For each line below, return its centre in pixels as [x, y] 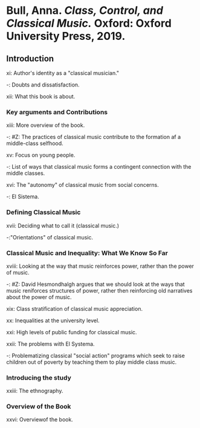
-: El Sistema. [23, 196]
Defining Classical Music [44, 212]
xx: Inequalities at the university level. [53, 320]
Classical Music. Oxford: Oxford [89, 23]
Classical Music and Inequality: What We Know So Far [87, 253]
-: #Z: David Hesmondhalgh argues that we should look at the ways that [96, 284]
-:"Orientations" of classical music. [50, 237]
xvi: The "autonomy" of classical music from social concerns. [82, 185]
